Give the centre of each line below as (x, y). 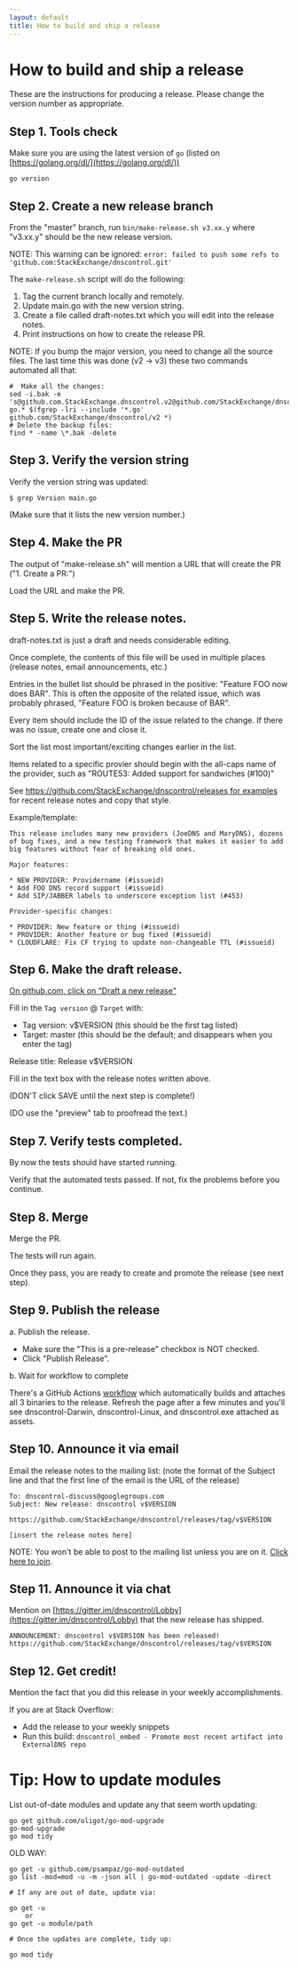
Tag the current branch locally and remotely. (103, 296)
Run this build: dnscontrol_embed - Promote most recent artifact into (153, 1736)
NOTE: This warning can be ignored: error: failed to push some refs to (144, 254)
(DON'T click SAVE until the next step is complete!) (102, 1096)
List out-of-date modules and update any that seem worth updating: (133, 1804)
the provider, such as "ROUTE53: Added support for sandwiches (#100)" (142, 773)
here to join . (31, 1561)
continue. (27, 1189)
